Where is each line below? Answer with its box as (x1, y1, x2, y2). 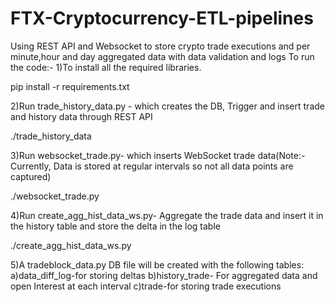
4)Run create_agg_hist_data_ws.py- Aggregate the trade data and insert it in (10, 209, 324, 221)
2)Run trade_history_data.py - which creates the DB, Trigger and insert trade (10, 100, 325, 112)
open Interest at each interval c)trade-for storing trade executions (10, 280, 282, 292)
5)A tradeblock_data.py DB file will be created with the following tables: (10, 258, 305, 271)
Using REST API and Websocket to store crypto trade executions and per (10, 40, 311, 52)
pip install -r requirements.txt (10, 80, 130, 92)
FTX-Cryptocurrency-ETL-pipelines (10, 7, 314, 30)
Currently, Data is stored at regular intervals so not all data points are (10, 160, 294, 172)
